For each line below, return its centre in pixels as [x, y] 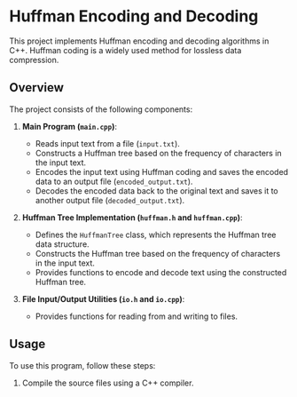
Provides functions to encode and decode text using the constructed [161, 272]
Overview [37, 87]
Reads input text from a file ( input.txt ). [107, 143]
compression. [34, 60]
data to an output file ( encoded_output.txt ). [114, 181]
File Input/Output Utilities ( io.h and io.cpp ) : [103, 298]
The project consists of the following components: [101, 109]
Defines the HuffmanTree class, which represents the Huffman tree [156, 234]
